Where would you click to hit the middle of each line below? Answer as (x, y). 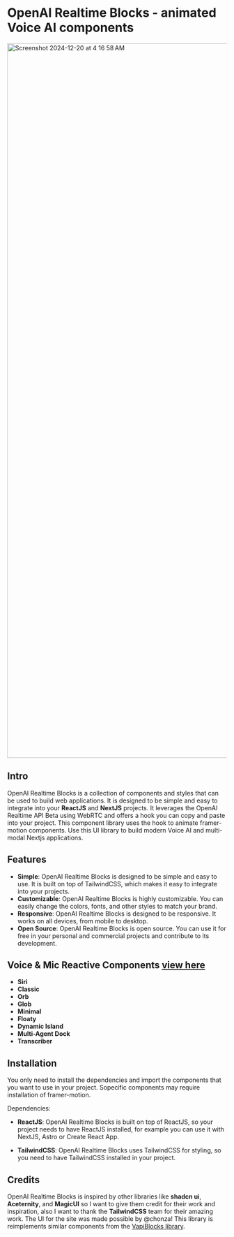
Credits (24, 1179)
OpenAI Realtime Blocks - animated (112, 13)
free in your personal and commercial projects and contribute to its (113, 936)
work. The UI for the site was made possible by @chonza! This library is (110, 1219)
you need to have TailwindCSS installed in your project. (96, 1158)
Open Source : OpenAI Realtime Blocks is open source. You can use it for (122, 928)
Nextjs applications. (55, 837)
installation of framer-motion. (49, 1095)
